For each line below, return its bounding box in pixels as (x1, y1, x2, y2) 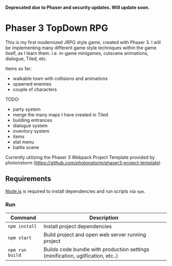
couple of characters (12, 86, 57, 92)
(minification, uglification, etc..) (43, 252, 119, 259)
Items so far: (5, 65, 32, 71)
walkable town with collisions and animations (12, 75, 108, 81)
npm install (8, 223, 37, 230)
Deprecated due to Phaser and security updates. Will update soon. (5, 5, 150, 10)
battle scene (12, 144, 39, 150)
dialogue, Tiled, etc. (5, 55, 47, 62)
